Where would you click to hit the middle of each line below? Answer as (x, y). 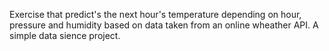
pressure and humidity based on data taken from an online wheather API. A (164, 25)
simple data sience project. (65, 35)
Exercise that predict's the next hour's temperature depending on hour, (155, 14)
